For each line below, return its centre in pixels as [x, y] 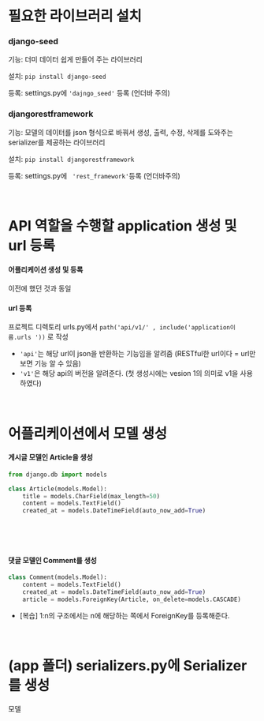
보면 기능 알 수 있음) [50, 363]
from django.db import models [58, 475]
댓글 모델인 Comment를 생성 [52, 560]
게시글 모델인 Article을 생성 [50, 457]
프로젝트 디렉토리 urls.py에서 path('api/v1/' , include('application [119, 327]
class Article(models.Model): [58, 489]
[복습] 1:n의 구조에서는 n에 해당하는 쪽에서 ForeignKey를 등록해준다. [125, 615]
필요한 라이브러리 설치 [75, 16]
